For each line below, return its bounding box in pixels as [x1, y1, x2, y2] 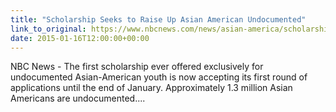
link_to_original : [10, 24, 87, 34]
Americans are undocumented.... [10, 92, 146, 105]
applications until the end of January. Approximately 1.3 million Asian [10, 82, 293, 94]
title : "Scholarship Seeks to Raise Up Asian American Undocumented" [10, 14, 307, 25]
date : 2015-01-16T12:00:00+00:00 [10, 33, 150, 43]
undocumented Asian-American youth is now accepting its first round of [10, 71, 308, 83]
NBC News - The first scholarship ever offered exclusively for [10, 61, 264, 73]
